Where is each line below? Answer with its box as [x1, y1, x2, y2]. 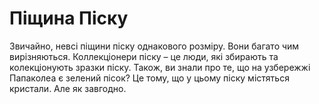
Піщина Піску [9, 7, 129, 30]
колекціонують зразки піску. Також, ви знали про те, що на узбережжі [9, 61, 311, 73]
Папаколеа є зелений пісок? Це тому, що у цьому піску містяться [9, 72, 290, 84]
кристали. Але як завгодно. [9, 82, 127, 94]
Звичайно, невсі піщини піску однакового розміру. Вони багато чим [9, 40, 300, 52]
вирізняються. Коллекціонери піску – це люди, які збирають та [9, 50, 279, 62]
